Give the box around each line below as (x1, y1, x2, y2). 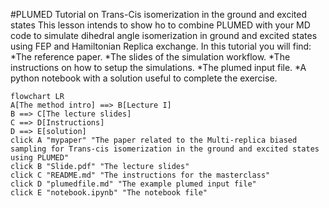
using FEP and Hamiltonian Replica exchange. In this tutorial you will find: (10, 40, 312, 52)
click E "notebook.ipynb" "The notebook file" (10, 188, 208, 198)
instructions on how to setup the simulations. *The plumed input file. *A (10, 62, 307, 73)
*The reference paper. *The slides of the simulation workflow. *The (10, 51, 291, 63)
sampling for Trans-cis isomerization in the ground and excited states (10, 144, 320, 154)
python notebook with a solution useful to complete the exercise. (10, 72, 278, 84)
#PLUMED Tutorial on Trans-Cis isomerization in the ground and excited (10, 9, 307, 20)
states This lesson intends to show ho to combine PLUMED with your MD (10, 19, 311, 31)
